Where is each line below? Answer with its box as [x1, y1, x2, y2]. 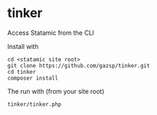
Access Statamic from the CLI [7, 28, 94, 37]
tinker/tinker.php [7, 101, 62, 108]
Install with [7, 42, 39, 50]
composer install [7, 75, 59, 82]
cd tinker [7, 68, 37, 75]
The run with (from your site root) [7, 87, 105, 95]
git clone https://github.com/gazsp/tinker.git [7, 62, 151, 69]
